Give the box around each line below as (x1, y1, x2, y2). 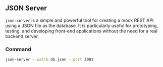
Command (5, 45, 31, 52)
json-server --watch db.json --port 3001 (5, 57, 94, 62)
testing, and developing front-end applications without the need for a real (5, 27, 158, 34)
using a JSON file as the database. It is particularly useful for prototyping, (5, 22, 158, 28)
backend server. (5, 33, 39, 39)
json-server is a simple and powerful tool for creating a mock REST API (5, 17, 154, 23)
